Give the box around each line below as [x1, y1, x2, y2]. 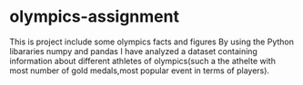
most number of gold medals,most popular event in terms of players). [9, 65, 270, 76]
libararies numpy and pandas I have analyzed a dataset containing [9, 45, 258, 56]
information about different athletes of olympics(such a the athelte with [9, 55, 276, 66]
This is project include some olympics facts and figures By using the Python [9, 36, 294, 47]
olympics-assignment [9, 6, 180, 27]
